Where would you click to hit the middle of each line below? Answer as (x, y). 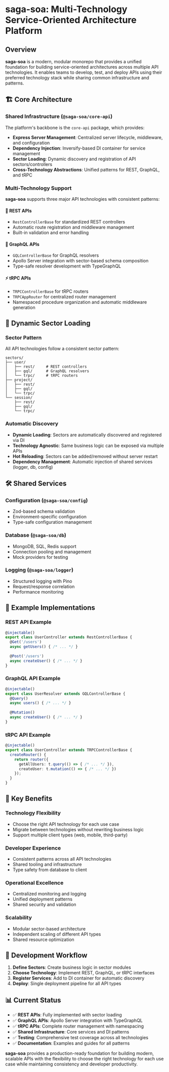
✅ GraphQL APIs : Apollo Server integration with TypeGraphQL (78, 1020)
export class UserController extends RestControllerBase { (69, 637)
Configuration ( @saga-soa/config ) (47, 500)
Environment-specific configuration (50, 517)
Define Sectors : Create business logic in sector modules (72, 967)
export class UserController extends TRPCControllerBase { (69, 750)
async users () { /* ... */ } (40, 703)
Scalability (18, 918)
